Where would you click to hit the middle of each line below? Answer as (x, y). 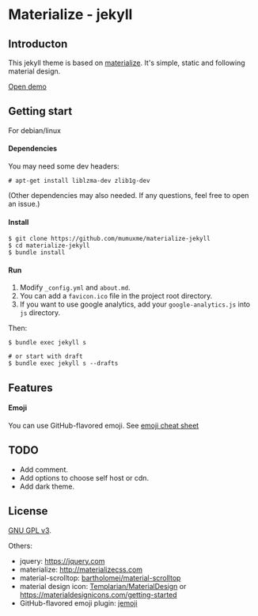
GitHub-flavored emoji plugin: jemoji (78, 603)
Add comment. (44, 470)
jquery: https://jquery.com (62, 561)
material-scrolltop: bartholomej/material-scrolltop (100, 578)
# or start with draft (46, 357)
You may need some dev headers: (64, 166)
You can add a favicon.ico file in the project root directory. (116, 296)
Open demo (28, 86)
